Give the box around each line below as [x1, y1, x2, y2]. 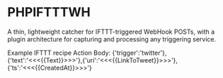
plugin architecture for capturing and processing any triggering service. [7, 34, 217, 43]
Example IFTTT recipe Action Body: [7, 48, 111, 57]
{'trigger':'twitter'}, [112, 48, 167, 57]
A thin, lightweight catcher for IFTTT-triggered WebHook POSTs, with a [7, 27, 215, 36]
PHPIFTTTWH [7, 4, 91, 20]
